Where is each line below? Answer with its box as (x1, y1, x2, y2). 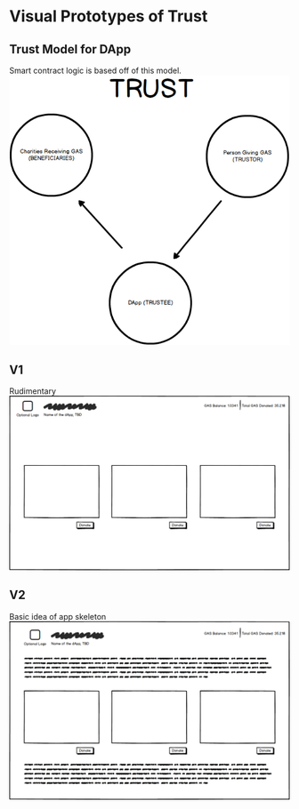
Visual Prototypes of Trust (9, 6, 208, 27)
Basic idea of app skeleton (9, 611, 107, 621)
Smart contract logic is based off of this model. (9, 65, 182, 76)
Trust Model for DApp (9, 42, 132, 57)
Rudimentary (9, 386, 56, 396)
